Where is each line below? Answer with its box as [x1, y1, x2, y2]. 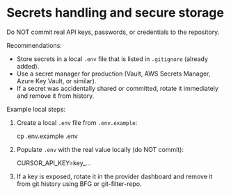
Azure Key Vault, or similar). [16, 76, 97, 85]
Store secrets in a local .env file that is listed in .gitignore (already [16, 54, 208, 63]
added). [16, 62, 40, 70]
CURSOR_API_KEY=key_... [16, 158, 91, 167]
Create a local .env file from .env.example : [16, 118, 138, 126]
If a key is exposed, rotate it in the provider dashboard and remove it [16, 172, 213, 180]
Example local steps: [6, 105, 66, 113]
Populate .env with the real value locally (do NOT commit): [16, 145, 184, 153]
